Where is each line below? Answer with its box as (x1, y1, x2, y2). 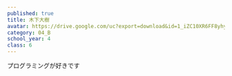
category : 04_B (7, 29, 51, 36)
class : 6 (7, 42, 32, 49)
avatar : (7, 23, 30, 29)
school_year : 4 (7, 36, 51, 42)
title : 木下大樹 (7, 16, 50, 23)
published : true (7, 10, 54, 17)
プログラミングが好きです (7, 62, 80, 69)
